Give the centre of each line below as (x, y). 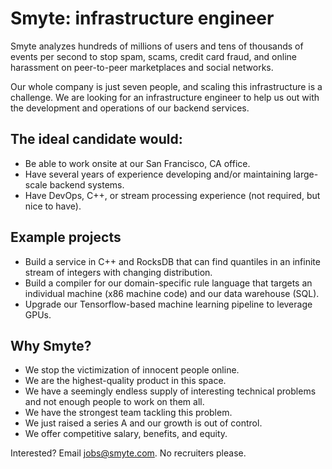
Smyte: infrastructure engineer (142, 18)
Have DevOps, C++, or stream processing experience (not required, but (172, 195)
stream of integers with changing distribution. (118, 272)
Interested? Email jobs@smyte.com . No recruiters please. (128, 453)
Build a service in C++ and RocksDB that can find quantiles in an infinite (172, 261)
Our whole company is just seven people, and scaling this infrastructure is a (166, 86)
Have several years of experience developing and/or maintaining (158, 174)
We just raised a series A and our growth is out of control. (143, 423)
